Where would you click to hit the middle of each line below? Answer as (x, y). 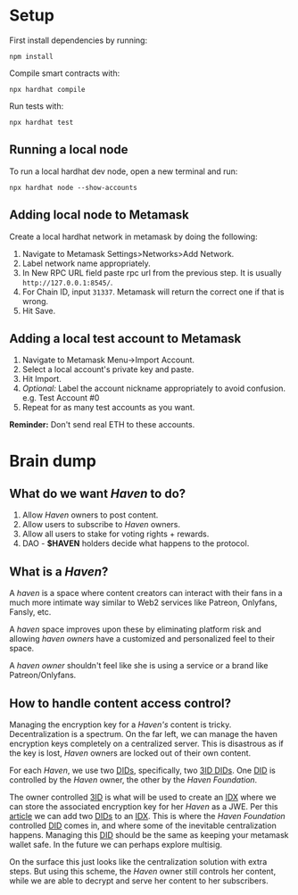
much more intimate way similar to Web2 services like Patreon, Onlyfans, (144, 602)
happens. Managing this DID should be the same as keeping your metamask (149, 835)
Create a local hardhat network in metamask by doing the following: (133, 236)
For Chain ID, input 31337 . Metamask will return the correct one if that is (153, 292)
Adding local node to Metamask (99, 215)
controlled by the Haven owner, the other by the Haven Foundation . (133, 780)
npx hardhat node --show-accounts (74, 187)
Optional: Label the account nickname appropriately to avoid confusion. (154, 388)
